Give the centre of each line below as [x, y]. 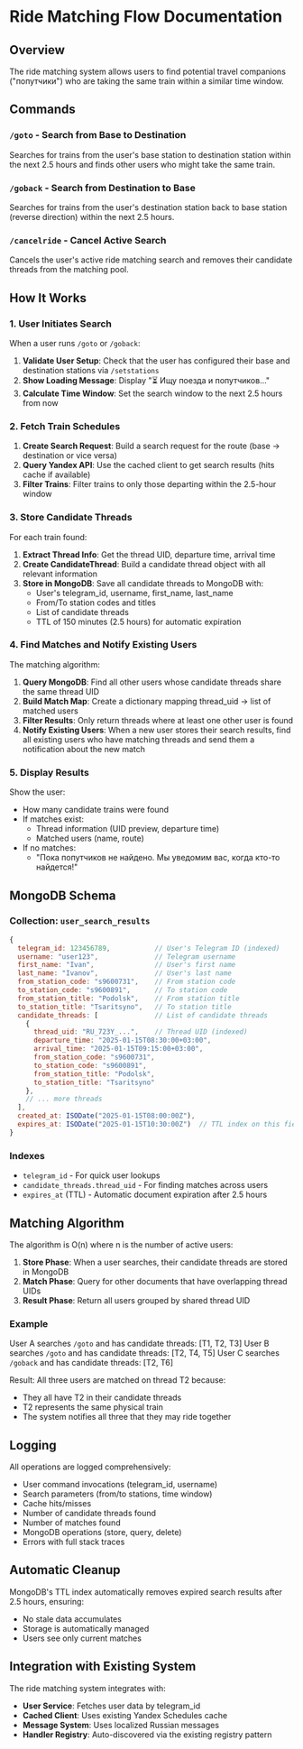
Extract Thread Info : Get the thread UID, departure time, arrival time [149, 554]
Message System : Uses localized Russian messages [120, 1725]
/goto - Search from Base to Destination [98, 135]
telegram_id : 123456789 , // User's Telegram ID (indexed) [149, 948]
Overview [37, 50]
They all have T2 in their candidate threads [102, 1398]
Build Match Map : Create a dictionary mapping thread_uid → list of [147, 701]
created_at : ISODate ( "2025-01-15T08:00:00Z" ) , [106, 1116]
